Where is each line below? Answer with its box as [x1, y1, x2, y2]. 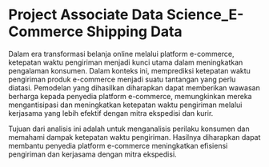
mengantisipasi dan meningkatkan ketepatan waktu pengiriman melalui [8, 100, 243, 109]
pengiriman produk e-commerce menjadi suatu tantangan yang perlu [8, 74, 236, 84]
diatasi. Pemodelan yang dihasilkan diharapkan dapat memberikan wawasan [8, 82, 260, 93]
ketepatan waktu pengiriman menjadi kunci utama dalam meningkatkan [8, 58, 243, 67]
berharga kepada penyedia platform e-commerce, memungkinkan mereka [8, 91, 252, 101]
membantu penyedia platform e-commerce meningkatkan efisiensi [8, 141, 228, 150]
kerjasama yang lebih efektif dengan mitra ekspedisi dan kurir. [8, 108, 214, 117]
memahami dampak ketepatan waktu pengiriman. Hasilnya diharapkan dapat [8, 132, 261, 141]
